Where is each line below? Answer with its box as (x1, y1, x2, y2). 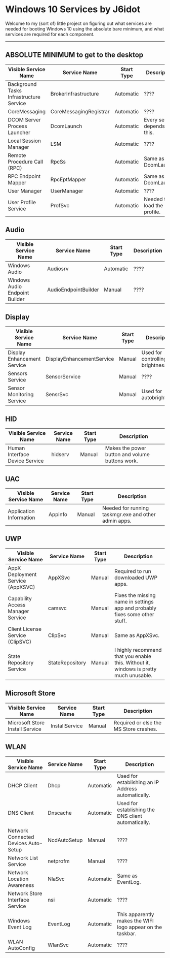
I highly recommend (114, 646, 162, 653)
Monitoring (8, 391, 34, 398)
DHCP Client (8, 782, 38, 789)
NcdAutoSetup (48, 837, 83, 844)
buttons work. (105, 457, 138, 464)
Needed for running (102, 504, 149, 512)
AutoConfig (8, 945, 35, 952)
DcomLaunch (50, 122, 82, 130)
